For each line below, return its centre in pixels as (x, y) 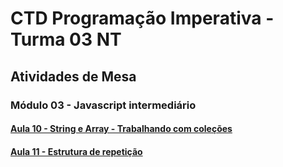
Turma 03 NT (66, 39)
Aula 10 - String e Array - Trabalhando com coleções (121, 129)
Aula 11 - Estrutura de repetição (76, 151)
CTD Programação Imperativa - (142, 18)
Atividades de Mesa (73, 76)
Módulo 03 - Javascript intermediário (103, 105)
